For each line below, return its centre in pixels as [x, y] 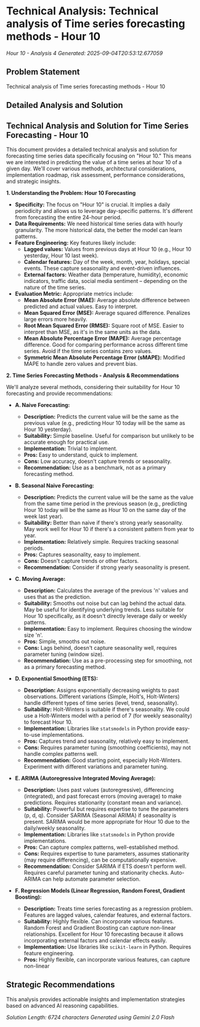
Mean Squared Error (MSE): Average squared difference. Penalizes [107, 312]
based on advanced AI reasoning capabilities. [63, 1005]
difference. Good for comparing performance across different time [106, 344]
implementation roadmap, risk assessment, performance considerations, [96, 174]
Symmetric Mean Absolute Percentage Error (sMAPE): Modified [104, 357]
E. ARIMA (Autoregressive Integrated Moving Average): [85, 778]
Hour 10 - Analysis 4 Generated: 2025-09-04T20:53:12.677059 [84, 53]
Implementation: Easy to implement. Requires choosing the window [108, 628]
